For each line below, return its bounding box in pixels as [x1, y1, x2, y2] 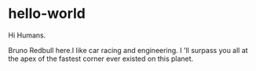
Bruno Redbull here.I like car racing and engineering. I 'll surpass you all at [8, 45, 249, 55]
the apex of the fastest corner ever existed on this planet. [8, 54, 194, 63]
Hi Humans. [8, 30, 46, 40]
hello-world [8, 5, 86, 23]
